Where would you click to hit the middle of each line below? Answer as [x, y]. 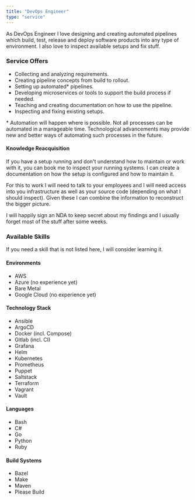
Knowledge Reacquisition [38, 148]
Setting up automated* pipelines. [54, 86]
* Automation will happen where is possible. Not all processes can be [90, 122]
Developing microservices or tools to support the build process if [93, 93]
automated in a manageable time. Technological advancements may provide [98, 129]
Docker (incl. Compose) [43, 333]
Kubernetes [28, 358]
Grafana [24, 345]
